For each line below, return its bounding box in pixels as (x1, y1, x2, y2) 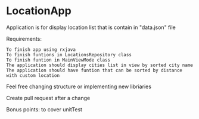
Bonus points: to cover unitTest (6, 105, 82, 113)
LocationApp (6, 4, 71, 18)
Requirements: (6, 35, 42, 42)
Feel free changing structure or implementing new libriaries (6, 83, 152, 90)
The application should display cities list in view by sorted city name (6, 62, 194, 68)
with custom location (6, 72, 60, 78)
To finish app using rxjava (6, 46, 76, 53)
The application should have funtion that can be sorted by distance (6, 67, 183, 73)
